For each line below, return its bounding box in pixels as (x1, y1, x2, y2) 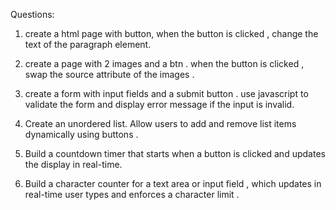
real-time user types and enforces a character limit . (24, 189, 240, 200)
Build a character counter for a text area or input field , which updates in (24, 178, 322, 189)
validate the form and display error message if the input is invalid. (24, 99, 295, 110)
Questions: (10, 9, 55, 20)
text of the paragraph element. (24, 39, 152, 50)
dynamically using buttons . (24, 129, 139, 140)
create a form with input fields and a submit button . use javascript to (24, 88, 309, 99)
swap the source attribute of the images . (24, 69, 195, 80)
